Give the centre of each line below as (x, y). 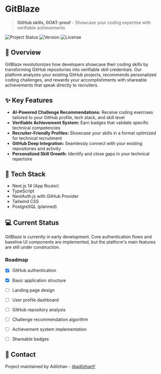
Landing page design (33, 290)
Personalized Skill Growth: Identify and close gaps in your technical (81, 154)
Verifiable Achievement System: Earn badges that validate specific (80, 123)
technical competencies (36, 127)
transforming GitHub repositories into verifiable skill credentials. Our (73, 69)
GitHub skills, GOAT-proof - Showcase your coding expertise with (84, 22)
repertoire (22, 159)
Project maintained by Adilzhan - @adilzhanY (50, 366)
